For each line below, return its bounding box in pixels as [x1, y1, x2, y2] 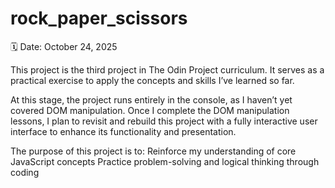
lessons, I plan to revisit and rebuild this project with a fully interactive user [10, 115, 318, 127]
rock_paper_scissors [10, 7, 188, 30]
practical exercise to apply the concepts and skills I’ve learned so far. [10, 74, 295, 86]
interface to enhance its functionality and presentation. [10, 125, 237, 137]
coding [10, 166, 40, 178]
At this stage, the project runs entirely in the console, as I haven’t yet [10, 93, 293, 106]
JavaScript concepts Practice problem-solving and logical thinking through [10, 155, 320, 167]
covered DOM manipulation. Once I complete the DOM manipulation [10, 104, 290, 116]
